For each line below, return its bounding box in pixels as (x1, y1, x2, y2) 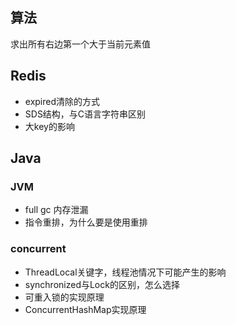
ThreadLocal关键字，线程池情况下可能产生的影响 (24, 266, 227, 278)
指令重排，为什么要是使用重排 (24, 216, 148, 228)
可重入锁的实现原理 (24, 291, 105, 303)
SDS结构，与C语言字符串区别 (24, 108, 147, 120)
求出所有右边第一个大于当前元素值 (10, 38, 151, 50)
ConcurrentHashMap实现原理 (24, 303, 147, 315)
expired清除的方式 (24, 95, 101, 107)
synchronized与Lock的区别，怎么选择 (24, 278, 180, 290)
